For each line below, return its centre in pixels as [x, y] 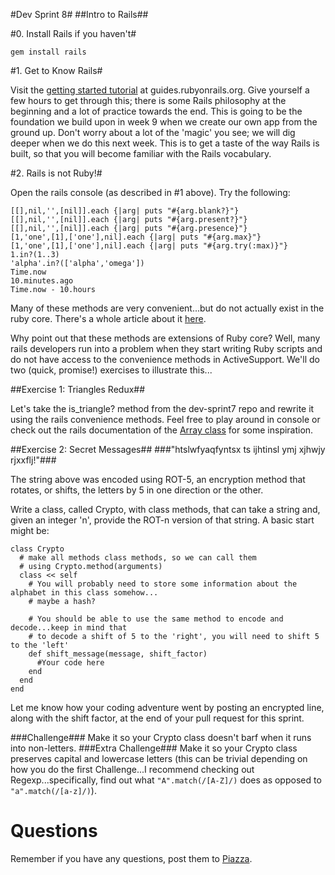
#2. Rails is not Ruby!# [56, 173]
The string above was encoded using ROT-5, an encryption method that [158, 479]
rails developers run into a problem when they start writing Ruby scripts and [166, 348]
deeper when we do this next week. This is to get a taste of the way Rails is [165, 143]
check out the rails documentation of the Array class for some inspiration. [162, 430]
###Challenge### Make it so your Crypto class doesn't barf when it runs [161, 737]
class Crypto [37, 549]
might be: [30, 530]
